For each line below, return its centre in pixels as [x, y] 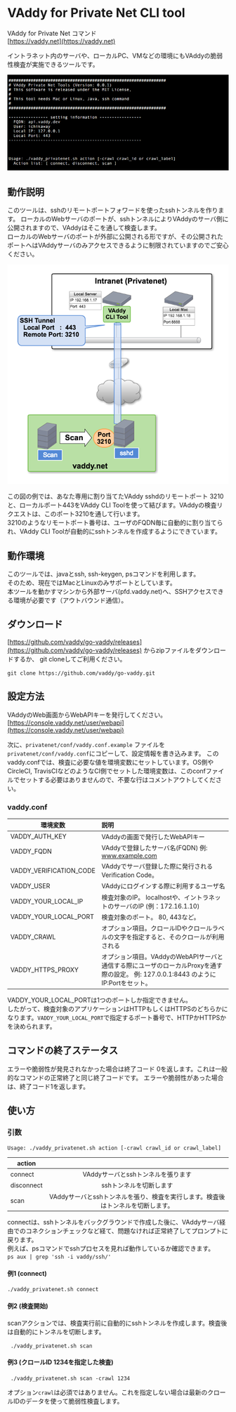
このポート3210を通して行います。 [94, 514]
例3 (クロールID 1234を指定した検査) [60, 1362]
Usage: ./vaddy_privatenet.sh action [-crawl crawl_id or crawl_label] [114, 1148]
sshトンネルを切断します [137, 1185]
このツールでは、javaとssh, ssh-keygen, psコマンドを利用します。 [104, 574]
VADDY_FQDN [31, 851]
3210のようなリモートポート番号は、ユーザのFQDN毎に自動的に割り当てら [115, 523]
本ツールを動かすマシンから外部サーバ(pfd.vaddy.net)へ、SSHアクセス [110, 592]
